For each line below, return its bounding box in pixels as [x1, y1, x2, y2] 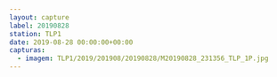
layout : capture [9, 12, 69, 22]
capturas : [9, 46, 46, 55]
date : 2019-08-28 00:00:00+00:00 [9, 37, 134, 47]
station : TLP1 [9, 29, 62, 38]
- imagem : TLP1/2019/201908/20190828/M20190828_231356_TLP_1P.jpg [17, 54, 269, 63]
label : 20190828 [9, 21, 69, 30]
